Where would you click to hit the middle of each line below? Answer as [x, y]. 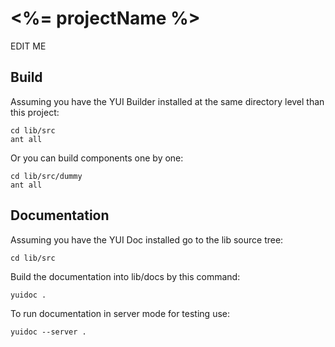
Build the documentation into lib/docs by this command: [125, 276]
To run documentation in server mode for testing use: [120, 313]
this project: [35, 112]
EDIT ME [28, 46]
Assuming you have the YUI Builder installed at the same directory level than [167, 101]
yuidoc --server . [48, 332]
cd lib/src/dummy [46, 176]
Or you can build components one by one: [97, 158]
